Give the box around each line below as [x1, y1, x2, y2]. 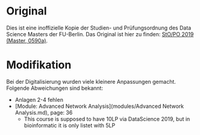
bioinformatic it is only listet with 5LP [23, 122, 116, 129]
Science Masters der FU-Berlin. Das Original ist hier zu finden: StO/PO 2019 [6, 30, 194, 37]
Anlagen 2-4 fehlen [14, 96, 63, 103]
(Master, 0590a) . [6, 37, 48, 44]
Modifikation [6, 58, 72, 72]
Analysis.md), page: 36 [14, 108, 73, 116]
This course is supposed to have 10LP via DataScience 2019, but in [23, 115, 190, 122]
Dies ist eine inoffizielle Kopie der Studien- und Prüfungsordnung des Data [6, 24, 192, 31]
